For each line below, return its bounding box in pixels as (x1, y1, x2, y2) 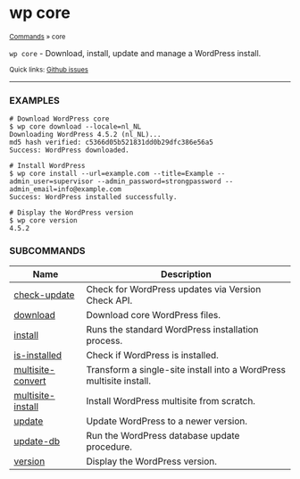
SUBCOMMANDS (9, 245, 86, 257)
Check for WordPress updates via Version (86, 282, 262, 295)
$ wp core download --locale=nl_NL (9, 122, 142, 131)
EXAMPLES (9, 94, 60, 106)
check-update (13, 289, 75, 301)
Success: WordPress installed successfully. (9, 193, 178, 202)
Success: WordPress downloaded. (9, 146, 129, 155)
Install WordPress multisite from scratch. (86, 394, 256, 407)
